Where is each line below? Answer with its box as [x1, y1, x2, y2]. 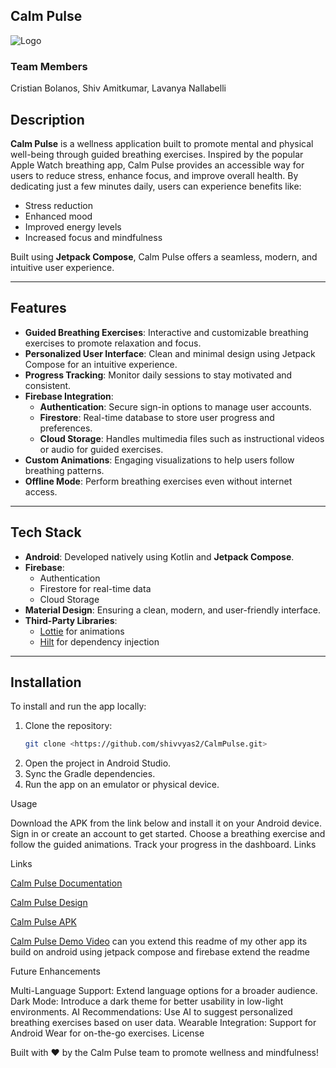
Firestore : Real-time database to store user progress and [39, 411, 275, 423]
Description [10, 111, 85, 128]
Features [10, 300, 67, 317]
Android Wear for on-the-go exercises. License [10, 1027, 205, 1039]
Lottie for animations [39, 625, 125, 637]
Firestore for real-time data [39, 582, 152, 594]
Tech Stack [10, 524, 82, 541]
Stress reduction [24, 199, 93, 211]
